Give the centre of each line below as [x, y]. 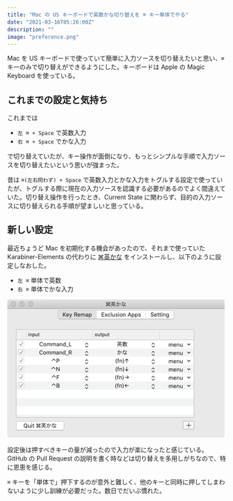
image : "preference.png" [43, 37]
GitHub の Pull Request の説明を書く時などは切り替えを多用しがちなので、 [114, 458]
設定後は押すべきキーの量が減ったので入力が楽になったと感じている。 [108, 449]
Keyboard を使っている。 [43, 76]
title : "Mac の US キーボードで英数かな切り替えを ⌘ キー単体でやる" [98, 15]
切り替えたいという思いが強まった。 [71, 165]
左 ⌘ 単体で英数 [39, 280]
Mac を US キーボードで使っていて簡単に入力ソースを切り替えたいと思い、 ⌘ [116, 59]
